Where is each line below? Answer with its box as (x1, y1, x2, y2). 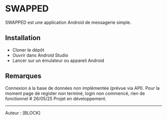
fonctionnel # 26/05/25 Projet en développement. (5, 95, 107, 102)
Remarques (5, 72, 42, 80)
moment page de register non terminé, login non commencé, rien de (5, 90, 145, 96)
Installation (5, 34, 41, 42)
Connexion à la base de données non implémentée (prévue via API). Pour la (5, 85, 160, 91)
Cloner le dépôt (12, 47, 45, 53)
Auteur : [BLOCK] (5, 110, 41, 116)
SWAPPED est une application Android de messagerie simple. (5, 19, 132, 25)
